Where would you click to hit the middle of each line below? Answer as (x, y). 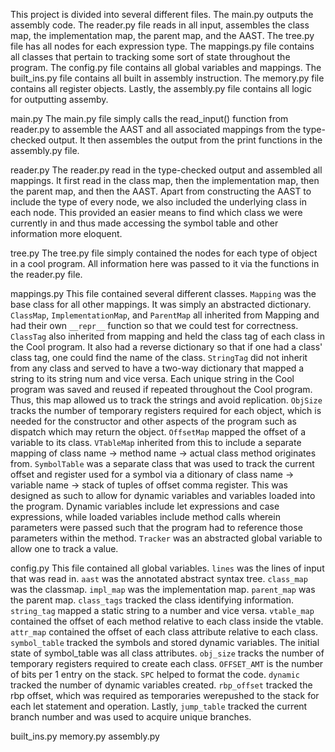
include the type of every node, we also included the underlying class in (158, 202)
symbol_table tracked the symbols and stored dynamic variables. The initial (165, 642)
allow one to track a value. (64, 548)
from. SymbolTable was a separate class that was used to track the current (162, 463)
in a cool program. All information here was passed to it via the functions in (165, 263)
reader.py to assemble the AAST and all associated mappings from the (156, 129)
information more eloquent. (66, 233)
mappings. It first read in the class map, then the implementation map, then (165, 180)
